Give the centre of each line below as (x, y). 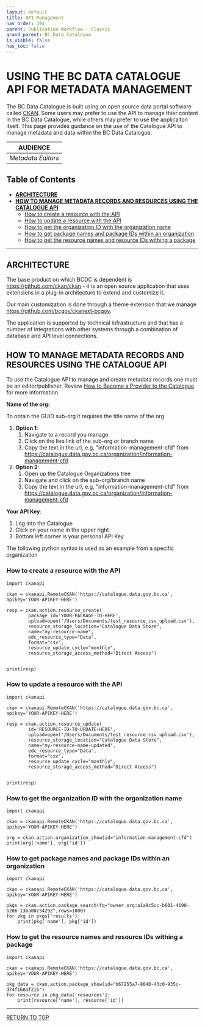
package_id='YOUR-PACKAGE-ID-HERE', (75, 615)
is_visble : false (28, 40)
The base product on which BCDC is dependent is (69, 280)
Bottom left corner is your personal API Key (69, 536)
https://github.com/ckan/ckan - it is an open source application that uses (98, 286)
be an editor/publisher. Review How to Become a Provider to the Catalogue (100, 386)
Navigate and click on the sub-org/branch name (85, 480)
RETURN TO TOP (28, 1017)
